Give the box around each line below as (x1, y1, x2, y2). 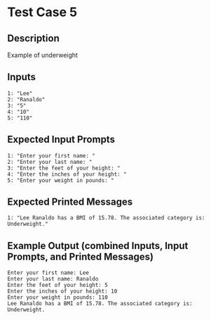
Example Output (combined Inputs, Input (7, 240, 189, 252)
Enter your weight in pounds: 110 (7, 294, 109, 301)
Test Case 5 (7, 4, 78, 20)
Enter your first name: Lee (7, 269, 90, 276)
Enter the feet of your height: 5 (7, 282, 109, 289)
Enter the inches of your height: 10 (7, 288, 118, 295)
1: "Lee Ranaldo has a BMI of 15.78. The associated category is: (7, 215, 205, 222)
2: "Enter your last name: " (7, 158, 93, 165)
